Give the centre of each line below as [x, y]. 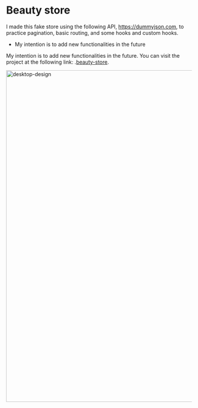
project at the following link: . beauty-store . [57, 62]
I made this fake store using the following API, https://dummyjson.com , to [95, 27]
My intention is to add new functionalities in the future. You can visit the [93, 55]
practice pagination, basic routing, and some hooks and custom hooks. [92, 32]
